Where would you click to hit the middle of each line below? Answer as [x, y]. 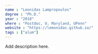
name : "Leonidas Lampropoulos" [38, 10]
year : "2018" [20, 19]
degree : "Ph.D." [23, 14]
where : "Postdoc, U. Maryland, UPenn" [46, 23]
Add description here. [27, 46]
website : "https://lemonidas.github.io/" [49, 28]
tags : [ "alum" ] [22, 32]
